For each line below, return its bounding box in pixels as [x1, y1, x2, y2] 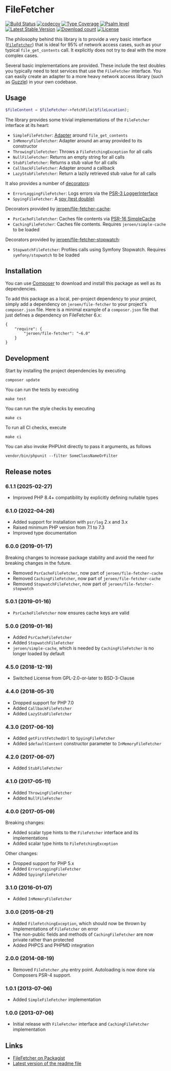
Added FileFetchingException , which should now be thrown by [12, 920, 146, 926]
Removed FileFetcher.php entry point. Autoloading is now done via [12, 966, 155, 972]
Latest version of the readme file [12, 1060, 82, 1067]
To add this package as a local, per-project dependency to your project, [5, 296, 157, 302]
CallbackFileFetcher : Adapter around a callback [12, 164, 115, 171]
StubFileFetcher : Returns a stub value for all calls [12, 159, 118, 165]
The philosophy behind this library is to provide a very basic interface [5, 36, 152, 42]
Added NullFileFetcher [12, 795, 63, 801]
